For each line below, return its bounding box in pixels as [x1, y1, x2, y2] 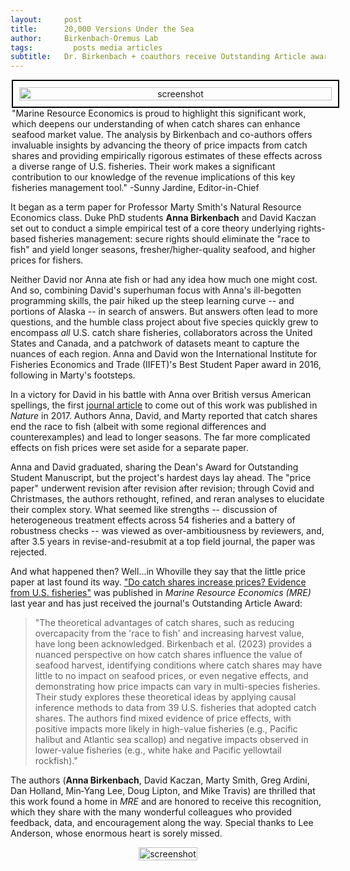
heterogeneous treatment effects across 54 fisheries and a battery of [10, 514, 296, 526]
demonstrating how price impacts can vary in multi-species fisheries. [34, 681, 321, 693]
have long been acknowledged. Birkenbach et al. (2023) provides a [34, 638, 313, 650]
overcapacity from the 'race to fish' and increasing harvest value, [34, 627, 305, 640]
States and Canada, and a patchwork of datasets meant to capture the [10, 337, 300, 350]
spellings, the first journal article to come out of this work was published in [10, 399, 318, 411]
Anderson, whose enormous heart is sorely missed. [10, 827, 223, 840]
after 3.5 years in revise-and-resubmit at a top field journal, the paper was [10, 536, 316, 548]
